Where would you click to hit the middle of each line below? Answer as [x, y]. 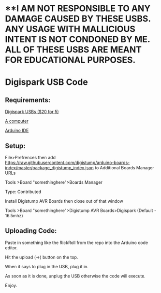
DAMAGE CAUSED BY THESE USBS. [78, 19]
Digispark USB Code [46, 82]
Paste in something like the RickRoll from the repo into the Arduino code [77, 243]
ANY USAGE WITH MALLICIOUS [70, 29]
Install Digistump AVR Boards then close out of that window [64, 201]
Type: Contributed [23, 192]
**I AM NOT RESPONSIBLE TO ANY [78, 8]
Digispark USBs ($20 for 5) [32, 112]
